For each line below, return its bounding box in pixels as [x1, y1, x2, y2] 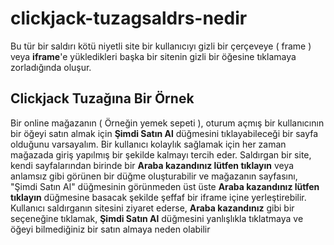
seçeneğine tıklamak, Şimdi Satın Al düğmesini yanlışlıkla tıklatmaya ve [10, 212, 304, 224]
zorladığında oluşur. [10, 61, 92, 73]
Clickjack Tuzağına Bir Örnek [10, 90, 195, 107]
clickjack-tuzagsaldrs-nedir [10, 7, 248, 30]
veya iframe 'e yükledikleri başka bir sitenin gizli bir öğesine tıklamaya [10, 50, 297, 62]
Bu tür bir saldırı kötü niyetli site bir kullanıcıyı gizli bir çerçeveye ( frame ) [10, 40, 312, 52]
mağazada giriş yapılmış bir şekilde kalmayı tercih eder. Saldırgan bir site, [10, 148, 312, 161]
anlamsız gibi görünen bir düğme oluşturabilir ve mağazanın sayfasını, [10, 170, 298, 182]
